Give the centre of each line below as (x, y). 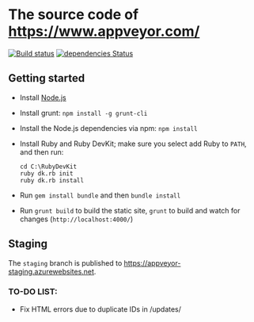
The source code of (74, 15)
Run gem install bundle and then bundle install (100, 195)
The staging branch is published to (65, 263)
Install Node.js (43, 98)
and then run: (42, 151)
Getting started (47, 78)
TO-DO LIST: (33, 292)
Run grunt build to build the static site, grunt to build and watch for (130, 210)
